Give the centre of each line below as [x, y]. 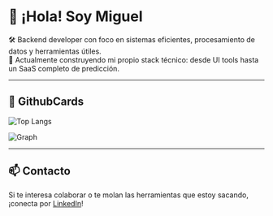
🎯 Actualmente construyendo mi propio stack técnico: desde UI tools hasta [134, 59]
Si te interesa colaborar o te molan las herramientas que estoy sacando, [129, 195]
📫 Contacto [39, 171]
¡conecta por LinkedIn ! [46, 203]
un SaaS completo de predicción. [64, 68]
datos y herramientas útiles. [55, 51]
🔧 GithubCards [46, 102]
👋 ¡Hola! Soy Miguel [76, 17]
